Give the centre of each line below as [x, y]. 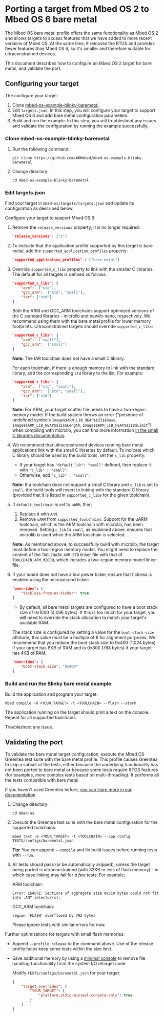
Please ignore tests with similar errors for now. [59, 925]
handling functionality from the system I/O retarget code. [69, 963]
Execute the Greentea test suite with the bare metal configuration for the [85, 822]
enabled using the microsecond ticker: [51, 580]
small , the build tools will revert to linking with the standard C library [81, 490]
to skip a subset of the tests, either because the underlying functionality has [82, 764]
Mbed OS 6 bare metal [51, 19]
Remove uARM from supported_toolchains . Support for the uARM [83, 519]
